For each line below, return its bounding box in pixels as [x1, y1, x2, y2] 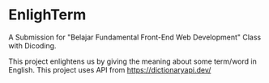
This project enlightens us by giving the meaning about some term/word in [8, 56, 257, 66]
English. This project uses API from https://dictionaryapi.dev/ [8, 64, 211, 74]
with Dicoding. [8, 40, 57, 50]
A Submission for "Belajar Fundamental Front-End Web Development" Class [8, 32, 262, 42]
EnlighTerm [8, 6, 87, 24]
